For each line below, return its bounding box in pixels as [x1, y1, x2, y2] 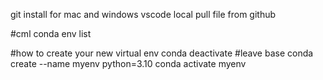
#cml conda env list [10, 28, 92, 39]
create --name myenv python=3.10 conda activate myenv [10, 58, 247, 69]
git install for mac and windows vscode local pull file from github [10, 9, 277, 20]
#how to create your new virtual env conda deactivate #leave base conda [10, 47, 314, 59]
